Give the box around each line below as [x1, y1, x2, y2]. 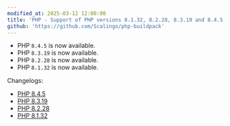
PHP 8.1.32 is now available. [17, 63, 98, 72]
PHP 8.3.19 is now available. [17, 49, 98, 57]
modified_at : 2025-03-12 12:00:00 [7, 10, 107, 17]
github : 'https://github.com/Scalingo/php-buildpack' [7, 23, 165, 29]
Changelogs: [7, 77, 43, 85]
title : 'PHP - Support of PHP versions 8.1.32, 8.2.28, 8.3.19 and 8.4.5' [7, 16, 227, 23]
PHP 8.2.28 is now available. [17, 56, 98, 64]
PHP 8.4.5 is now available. [17, 42, 96, 50]
